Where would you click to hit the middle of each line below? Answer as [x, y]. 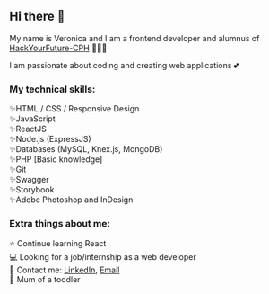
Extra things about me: [60, 224]
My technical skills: [52, 89]
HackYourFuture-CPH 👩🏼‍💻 [58, 48]
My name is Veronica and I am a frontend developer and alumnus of [134, 38]
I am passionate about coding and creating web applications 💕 [124, 65]
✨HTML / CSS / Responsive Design [74, 109]
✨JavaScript [32, 119]
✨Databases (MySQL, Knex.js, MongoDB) [86, 149]
